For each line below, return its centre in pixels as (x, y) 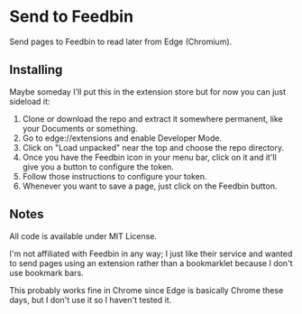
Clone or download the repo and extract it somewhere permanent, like (153, 118)
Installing (36, 70)
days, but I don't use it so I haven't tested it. (91, 300)
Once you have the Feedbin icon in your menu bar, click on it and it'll (149, 157)
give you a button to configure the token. (98, 166)
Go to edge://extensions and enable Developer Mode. (122, 138)
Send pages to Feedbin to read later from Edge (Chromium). (121, 42)
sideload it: (30, 101)
